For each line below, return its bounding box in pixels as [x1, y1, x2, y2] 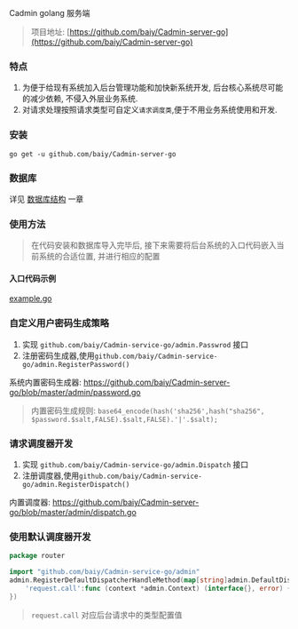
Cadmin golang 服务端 [9, 8, 90, 18]
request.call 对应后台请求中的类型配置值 [30, 609, 183, 620]
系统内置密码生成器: [9, 377, 82, 387]
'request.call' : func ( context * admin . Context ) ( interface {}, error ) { [25, 584, 292, 593]
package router [9, 552, 66, 561]
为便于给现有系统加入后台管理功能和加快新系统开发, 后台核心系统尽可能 [21, 83, 284, 93]
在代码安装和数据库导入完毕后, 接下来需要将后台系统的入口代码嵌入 [30, 240, 277, 251]
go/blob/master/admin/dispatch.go [9, 506, 137, 517]
